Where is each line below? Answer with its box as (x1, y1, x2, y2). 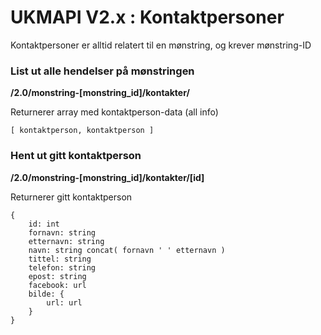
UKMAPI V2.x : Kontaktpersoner (10, 6, 285, 29)
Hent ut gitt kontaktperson (10, 149, 142, 163)
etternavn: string (28, 236, 105, 246)
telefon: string (28, 262, 97, 273)
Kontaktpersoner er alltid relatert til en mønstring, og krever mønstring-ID (10, 39, 312, 51)
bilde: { (28, 289, 65, 299)
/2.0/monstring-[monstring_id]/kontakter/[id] (10, 171, 205, 183)
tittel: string (28, 254, 92, 264)
